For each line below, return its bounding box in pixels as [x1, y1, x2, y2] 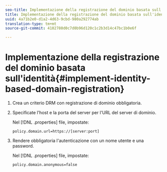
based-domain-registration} [5, 83, 125, 95]
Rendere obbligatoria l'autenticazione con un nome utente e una [12, 138, 144, 144]
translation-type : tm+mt [5, 21, 57, 26]
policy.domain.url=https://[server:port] [12, 129, 99, 134]
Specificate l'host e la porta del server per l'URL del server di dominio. [12, 110, 157, 116]
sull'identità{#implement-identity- [5, 73, 151, 84]
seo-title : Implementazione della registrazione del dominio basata [5, 7, 150, 12]
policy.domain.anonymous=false [12, 163, 78, 168]
